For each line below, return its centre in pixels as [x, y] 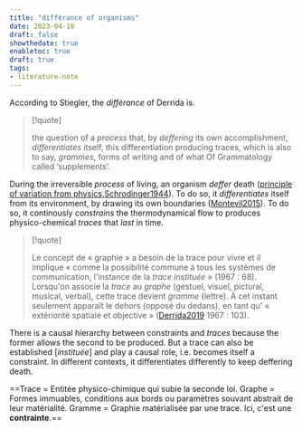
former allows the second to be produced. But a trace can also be [132, 342]
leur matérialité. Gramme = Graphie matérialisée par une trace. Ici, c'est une [151, 407]
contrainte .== [36, 417]
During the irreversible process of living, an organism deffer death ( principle [151, 184]
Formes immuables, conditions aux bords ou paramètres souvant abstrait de [151, 398]
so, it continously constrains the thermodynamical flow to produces [135, 213]
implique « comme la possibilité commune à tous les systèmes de [153, 267]
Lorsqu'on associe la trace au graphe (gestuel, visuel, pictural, [148, 286]
